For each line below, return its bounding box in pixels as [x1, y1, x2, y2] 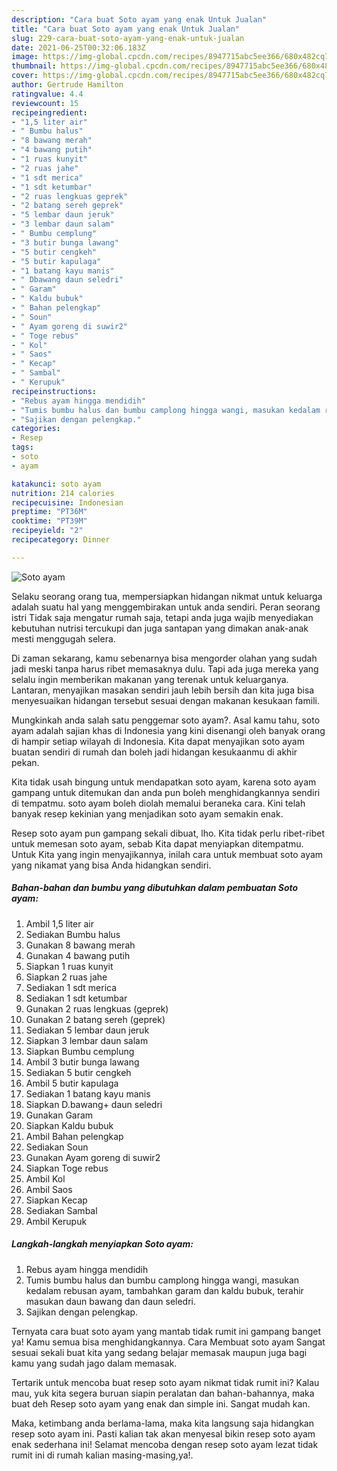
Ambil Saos [25, 1183, 73, 1195]
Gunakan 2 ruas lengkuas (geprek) [25, 1002, 169, 1015]
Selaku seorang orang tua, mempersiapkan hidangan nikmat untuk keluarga [11, 590, 323, 602]
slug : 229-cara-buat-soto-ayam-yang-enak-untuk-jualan [11, 33, 245, 43]
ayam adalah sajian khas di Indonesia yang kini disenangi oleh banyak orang [11, 724, 326, 736]
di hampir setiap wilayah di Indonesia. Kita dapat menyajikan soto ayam [11, 735, 305, 747]
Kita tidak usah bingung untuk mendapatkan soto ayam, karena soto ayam [11, 776, 317, 788]
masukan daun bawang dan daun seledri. [25, 1295, 197, 1307]
